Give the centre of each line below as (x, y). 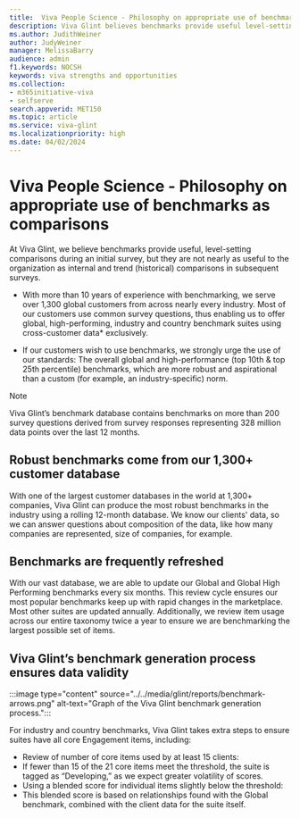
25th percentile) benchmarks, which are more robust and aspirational (150, 369)
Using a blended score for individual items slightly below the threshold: (153, 786)
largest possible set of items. (62, 630)
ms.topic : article (43, 117)
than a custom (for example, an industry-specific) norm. (125, 378)
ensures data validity (69, 672)
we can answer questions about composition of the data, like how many (142, 524)
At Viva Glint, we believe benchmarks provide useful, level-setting (130, 249)
